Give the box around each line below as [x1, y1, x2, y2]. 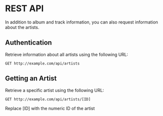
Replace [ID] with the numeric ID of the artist [5, 105, 95, 111]
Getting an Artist [5, 74, 57, 83]
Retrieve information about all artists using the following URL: [5, 51, 128, 57]
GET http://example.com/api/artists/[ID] [5, 96, 91, 102]
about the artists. [5, 24, 40, 30]
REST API [5, 3, 44, 14]
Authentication [5, 39, 52, 47]
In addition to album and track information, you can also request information [5, 19, 158, 25]
